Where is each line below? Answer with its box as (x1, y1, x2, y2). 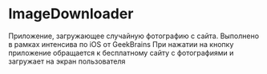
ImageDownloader (8, 5, 134, 23)
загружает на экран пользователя (8, 56, 126, 66)
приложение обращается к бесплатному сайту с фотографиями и (8, 48, 234, 57)
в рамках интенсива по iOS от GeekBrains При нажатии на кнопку (8, 39, 234, 49)
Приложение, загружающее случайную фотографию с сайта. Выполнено (8, 31, 259, 41)
